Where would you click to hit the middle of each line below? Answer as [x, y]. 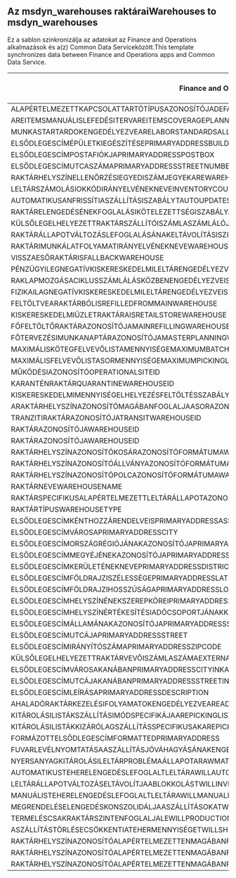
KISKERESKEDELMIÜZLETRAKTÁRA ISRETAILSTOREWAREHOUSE [119, 315]
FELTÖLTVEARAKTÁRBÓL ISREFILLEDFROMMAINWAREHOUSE [114, 303]
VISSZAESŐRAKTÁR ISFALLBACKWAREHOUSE [87, 258]
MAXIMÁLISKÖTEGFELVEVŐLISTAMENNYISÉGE [91, 349]
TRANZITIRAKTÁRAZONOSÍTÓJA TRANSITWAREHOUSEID [106, 418]
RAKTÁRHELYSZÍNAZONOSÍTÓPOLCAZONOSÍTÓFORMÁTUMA [115, 475]
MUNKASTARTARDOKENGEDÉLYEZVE [74, 132]
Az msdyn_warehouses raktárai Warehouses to [112, 12]
